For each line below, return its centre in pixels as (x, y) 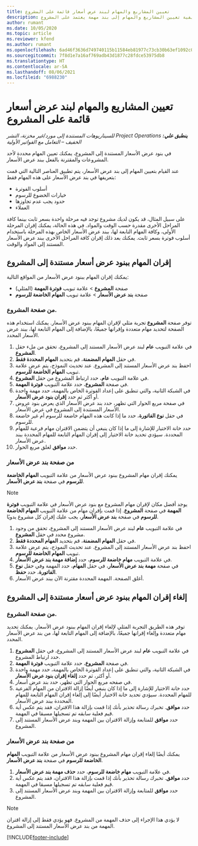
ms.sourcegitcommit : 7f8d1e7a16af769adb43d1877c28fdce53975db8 (86, 55)
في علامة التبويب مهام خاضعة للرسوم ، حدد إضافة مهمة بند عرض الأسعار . (93, 560)
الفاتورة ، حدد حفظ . (36, 572)
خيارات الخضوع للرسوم (41, 195)
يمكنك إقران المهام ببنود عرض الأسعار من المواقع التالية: (68, 277)
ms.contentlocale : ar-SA (37, 66)
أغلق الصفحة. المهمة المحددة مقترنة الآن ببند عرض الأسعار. (80, 579)
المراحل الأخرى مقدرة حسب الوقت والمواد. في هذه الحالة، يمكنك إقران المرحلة (93, 226)
